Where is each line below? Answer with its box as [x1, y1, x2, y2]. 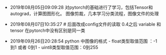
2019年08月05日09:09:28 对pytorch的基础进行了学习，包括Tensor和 [10, 4, 153, 10]
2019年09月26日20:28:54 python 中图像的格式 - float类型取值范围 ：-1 [10, 38, 157, 44]
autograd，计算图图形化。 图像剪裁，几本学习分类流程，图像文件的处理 [10, 10, 159, 16]
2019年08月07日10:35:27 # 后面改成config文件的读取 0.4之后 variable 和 [10, 21, 161, 27]
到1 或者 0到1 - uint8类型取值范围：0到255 [10, 44, 99, 50]
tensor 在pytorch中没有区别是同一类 [10, 27, 86, 33]
